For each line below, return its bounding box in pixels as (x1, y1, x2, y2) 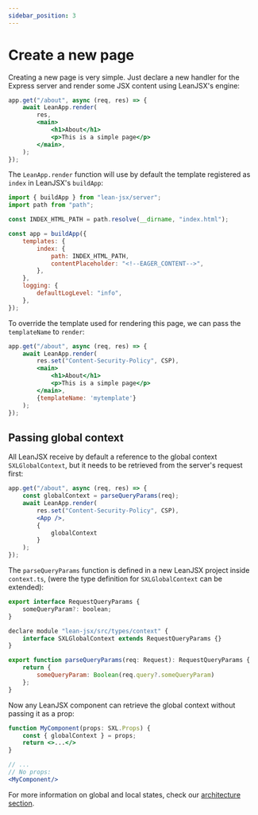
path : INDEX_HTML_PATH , (50, 252, 129, 260)
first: (8, 469, 24, 479)
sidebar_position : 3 (8, 11, 77, 20)
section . (8, 798, 35, 808)
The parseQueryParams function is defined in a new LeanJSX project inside (8, 566, 250, 574)
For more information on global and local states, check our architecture (8, 790, 241, 799)
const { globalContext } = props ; (22, 731, 137, 739)
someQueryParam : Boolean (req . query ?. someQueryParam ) (37, 671, 215, 679)
